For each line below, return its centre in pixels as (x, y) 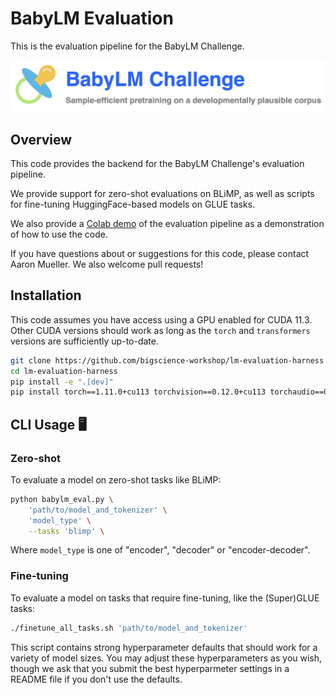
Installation (46, 295)
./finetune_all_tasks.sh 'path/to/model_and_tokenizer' (129, 628)
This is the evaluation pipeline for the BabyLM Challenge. (127, 46)
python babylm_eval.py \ (62, 499)
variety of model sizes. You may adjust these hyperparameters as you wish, (166, 658)
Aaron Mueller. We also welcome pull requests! (107, 264)
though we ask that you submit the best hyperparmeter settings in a (150, 668)
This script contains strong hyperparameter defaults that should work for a (164, 647)
